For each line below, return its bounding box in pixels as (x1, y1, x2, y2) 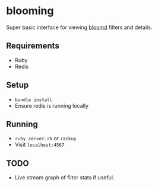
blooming (6, 4, 54, 18)
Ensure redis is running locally (14, 102, 89, 109)
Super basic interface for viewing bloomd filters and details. (6, 24, 153, 31)
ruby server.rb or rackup (14, 135, 77, 142)
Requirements (6, 41, 59, 51)
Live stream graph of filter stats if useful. (14, 174, 115, 181)
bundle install (14, 96, 53, 103)
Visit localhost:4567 (14, 141, 65, 149)
